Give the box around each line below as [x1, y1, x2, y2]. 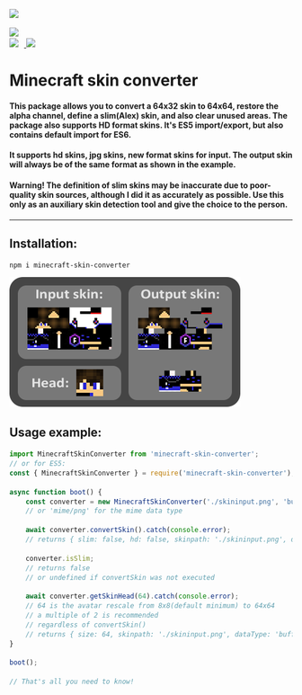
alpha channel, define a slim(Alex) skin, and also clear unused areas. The [9, 110, 288, 120]
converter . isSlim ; [25, 554, 94, 563]
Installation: [9, 236, 78, 251]
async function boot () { [9, 487, 102, 496]
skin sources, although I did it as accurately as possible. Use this [37, 189, 285, 200]
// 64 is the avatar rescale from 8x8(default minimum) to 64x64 [25, 601, 276, 610]
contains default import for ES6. [9, 129, 132, 139]
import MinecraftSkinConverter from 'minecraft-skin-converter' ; [9, 450, 259, 459]
